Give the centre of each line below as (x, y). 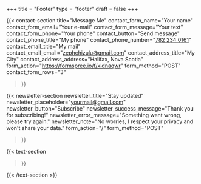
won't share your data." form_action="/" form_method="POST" (85, 128)
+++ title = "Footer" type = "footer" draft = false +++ (72, 9)
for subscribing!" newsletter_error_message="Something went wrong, (94, 115)
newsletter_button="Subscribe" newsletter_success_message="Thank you (100, 108)
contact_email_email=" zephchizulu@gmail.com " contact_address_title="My (101, 53)
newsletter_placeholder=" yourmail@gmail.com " (66, 102)
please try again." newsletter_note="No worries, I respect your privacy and (100, 121)
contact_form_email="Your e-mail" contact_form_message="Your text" (95, 27)
